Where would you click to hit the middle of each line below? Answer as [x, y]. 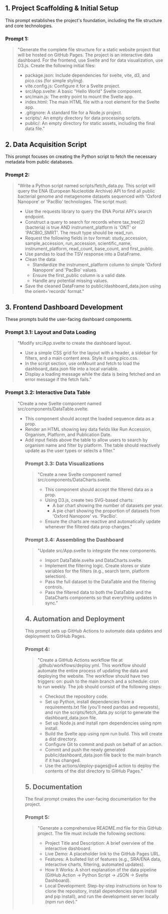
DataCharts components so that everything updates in [101, 598]
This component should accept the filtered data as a [99, 489]
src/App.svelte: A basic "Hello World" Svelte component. [84, 91]
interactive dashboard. [68, 849]
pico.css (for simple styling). [54, 81]
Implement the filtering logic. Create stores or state [98, 566]
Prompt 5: [37, 817]
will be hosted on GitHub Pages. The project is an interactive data [85, 55]
